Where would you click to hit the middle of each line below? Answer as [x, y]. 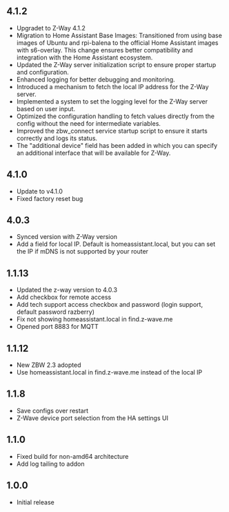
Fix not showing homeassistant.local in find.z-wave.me [94, 319]
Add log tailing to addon [50, 464]
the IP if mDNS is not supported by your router [82, 252]
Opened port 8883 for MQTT [58, 327]
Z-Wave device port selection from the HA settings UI [92, 418]
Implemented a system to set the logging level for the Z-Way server [112, 101]
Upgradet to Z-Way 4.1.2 [51, 28]
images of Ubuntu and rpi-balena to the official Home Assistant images [117, 42]
